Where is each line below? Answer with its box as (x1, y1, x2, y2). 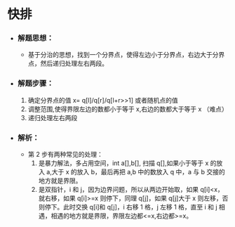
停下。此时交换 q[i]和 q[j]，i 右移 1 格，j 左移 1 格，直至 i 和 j (44, 203, 217, 212)
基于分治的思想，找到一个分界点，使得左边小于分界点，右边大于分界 (27, 51, 225, 59)
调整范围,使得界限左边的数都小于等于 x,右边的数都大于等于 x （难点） (27, 105, 228, 113)
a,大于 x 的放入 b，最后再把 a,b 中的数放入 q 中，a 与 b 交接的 (46, 168, 226, 176)
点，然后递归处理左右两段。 (27, 59, 109, 67)
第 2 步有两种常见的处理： (27, 150, 104, 159)
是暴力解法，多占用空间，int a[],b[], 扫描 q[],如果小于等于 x (38, 159, 209, 167)
